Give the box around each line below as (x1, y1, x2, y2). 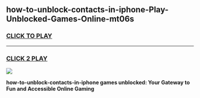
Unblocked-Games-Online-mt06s (6, 14, 135, 24)
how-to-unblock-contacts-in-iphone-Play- (6, 5, 169, 15)
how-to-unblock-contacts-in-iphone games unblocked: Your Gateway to (6, 78, 190, 86)
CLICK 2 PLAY (6, 54, 48, 62)
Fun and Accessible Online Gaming (6, 85, 95, 92)
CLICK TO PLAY (6, 32, 52, 40)
